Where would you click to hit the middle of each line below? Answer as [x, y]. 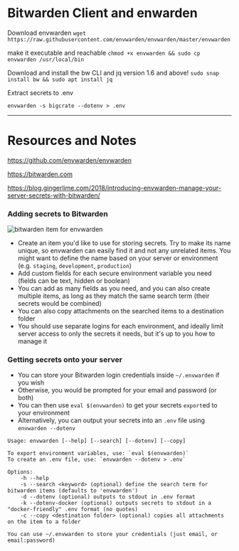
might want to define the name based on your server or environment [118, 258]
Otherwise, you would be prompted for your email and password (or [117, 390]
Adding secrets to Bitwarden [58, 213]
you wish [31, 383]
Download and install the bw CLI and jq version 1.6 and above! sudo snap [113, 73]
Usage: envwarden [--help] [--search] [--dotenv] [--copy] [97, 441]
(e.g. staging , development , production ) [75, 266]
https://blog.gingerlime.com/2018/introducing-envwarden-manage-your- [115, 188]
